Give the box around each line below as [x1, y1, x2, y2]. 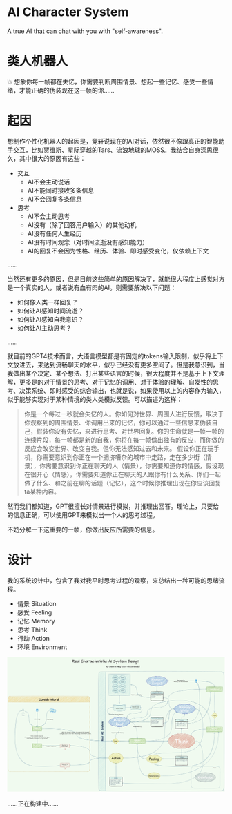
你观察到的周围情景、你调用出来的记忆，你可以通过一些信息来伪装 [23, 418, 212, 427]
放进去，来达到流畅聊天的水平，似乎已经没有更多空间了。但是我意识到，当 [12, 360, 225, 369]
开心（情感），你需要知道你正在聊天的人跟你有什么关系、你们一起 [36, 470, 221, 478]
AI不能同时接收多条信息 [27, 186, 95, 194]
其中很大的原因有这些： [19, 154, 86, 162]
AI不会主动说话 [27, 177, 70, 186]
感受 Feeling [17, 608, 52, 617]
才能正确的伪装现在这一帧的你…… [19, 86, 115, 94]
